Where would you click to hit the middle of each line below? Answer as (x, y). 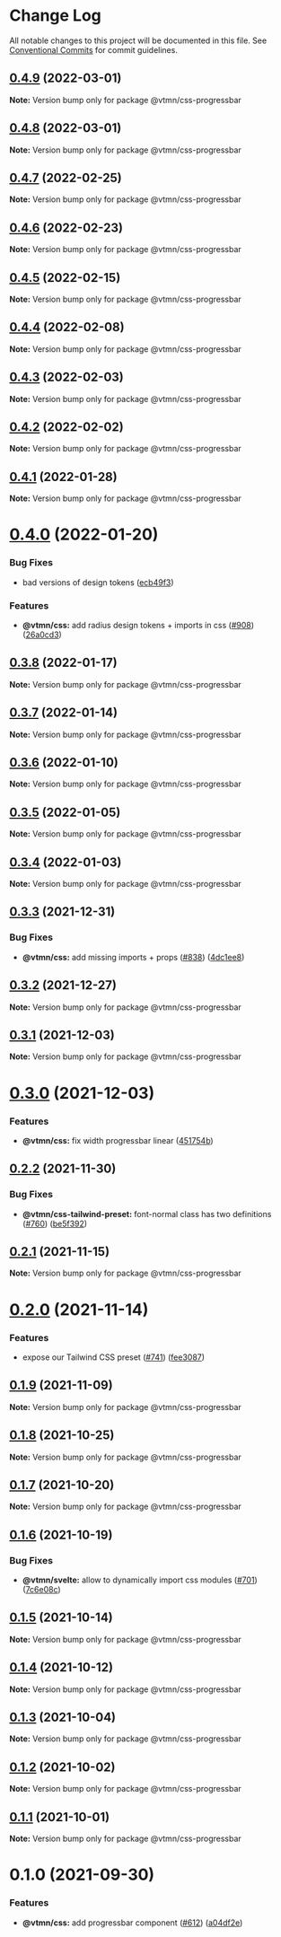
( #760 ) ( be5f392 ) (55, 1223)
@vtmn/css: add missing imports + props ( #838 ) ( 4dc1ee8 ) (133, 957)
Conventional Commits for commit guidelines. (93, 49)
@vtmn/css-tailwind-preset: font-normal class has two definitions (147, 1214)
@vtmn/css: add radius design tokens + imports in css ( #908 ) (138, 626)
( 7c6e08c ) (41, 1589)
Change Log (55, 16)
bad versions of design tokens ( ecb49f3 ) (98, 582)
